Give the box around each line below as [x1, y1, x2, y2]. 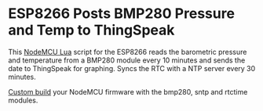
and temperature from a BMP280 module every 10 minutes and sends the [8, 55, 246, 65]
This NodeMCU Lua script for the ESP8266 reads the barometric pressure [8, 47, 247, 56]
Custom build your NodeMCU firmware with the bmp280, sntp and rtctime [8, 87, 248, 96]
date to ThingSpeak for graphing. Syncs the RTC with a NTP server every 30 [8, 63, 256, 73]
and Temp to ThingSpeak [8, 21, 175, 39]
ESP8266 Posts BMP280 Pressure [8, 5, 236, 23]
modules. [8, 95, 38, 105]
